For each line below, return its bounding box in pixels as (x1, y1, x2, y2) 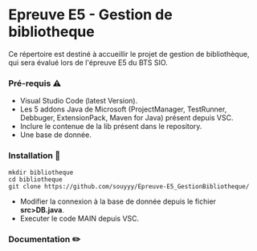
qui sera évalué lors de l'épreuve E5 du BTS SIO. (8, 58, 169, 67)
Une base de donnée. (19, 130, 92, 140)
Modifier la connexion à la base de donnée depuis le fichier (19, 196, 217, 206)
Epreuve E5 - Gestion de (8, 6, 173, 24)
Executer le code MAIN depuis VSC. (19, 213, 140, 223)
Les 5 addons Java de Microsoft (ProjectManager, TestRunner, (19, 104, 227, 114)
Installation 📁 (8, 150, 61, 161)
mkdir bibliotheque (8, 168, 74, 176)
